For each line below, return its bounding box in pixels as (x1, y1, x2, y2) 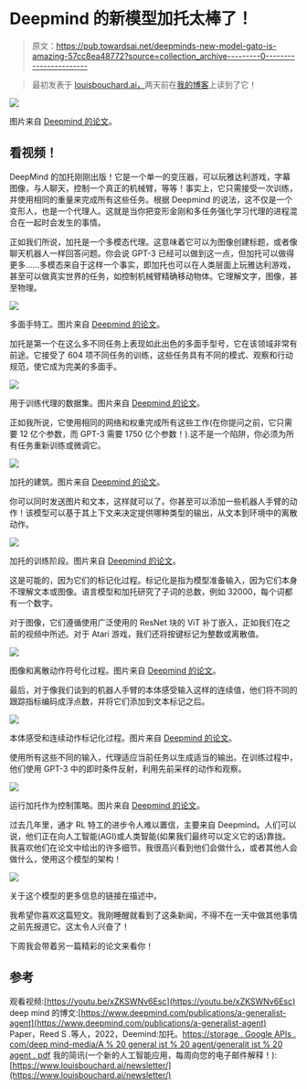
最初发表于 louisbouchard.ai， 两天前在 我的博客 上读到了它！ (31, 79, 258, 90)
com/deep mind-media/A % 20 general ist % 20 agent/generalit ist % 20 (9, 1039, 283, 1050)
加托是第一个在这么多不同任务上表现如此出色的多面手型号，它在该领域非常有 (9, 337, 298, 348)
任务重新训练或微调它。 (16, 440, 106, 451)
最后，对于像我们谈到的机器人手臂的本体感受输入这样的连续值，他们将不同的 (9, 684, 298, 695)
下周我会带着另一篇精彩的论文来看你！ (9, 940, 153, 951)
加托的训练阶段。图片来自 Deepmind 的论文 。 (9, 555, 181, 566)
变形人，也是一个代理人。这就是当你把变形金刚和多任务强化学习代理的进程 (9, 205, 290, 216)
